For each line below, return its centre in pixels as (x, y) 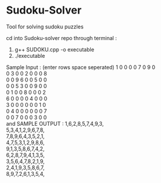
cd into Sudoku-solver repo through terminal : (61, 38)
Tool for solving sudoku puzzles (45, 27)
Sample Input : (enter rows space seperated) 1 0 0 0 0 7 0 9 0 (81, 67)
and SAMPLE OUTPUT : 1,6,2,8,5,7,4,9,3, (55, 123)
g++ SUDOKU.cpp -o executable (54, 49)
